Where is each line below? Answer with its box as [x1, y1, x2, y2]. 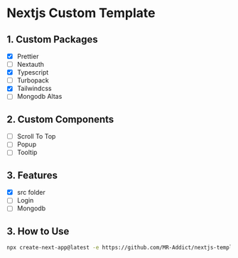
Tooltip [16, 148, 38, 157]
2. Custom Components [6, 113, 114, 125]
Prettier [16, 52, 39, 60]
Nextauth [16, 60, 44, 69]
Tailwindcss [16, 84, 52, 93]
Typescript [16, 68, 49, 77]
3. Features [6, 169, 58, 181]
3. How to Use [6, 225, 70, 237]
